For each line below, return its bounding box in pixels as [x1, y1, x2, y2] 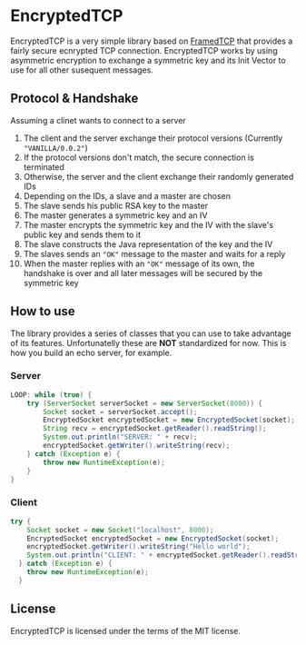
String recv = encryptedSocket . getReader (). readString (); [43, 424, 267, 433]
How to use [10, 303, 75, 319]
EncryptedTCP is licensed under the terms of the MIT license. [10, 625, 242, 636]
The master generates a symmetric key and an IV [23, 210, 208, 221]
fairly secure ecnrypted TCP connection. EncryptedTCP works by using [10, 45, 278, 55]
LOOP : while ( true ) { [10, 390, 93, 400]
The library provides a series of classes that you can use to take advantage [10, 328, 291, 339]
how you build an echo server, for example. [10, 347, 173, 358]
